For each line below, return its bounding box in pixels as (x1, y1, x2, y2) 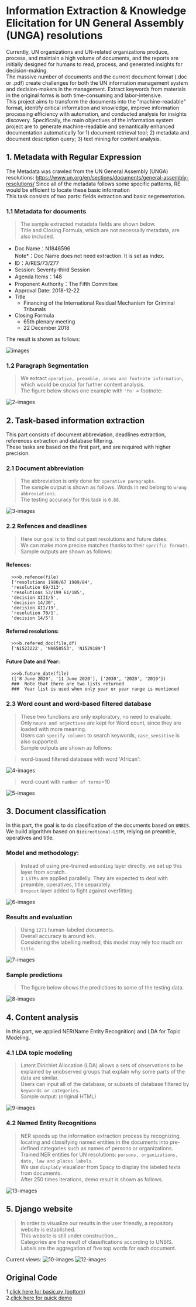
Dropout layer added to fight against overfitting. (20, 887, 135, 894)
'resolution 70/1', (11, 610, 59, 616)
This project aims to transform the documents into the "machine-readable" (6, 98, 186, 105)
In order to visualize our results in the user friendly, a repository (20, 1219, 174, 1226)
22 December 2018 (23, 325, 70, 332)
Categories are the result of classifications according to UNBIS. (20, 1238, 173, 1245)
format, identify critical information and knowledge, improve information (6, 104, 180, 111)
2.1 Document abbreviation (6, 464, 84, 473)
